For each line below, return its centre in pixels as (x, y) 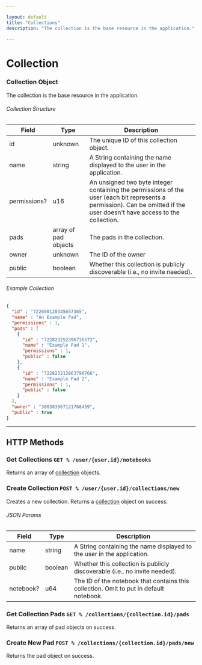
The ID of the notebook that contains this (132, 581)
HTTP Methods (35, 443)
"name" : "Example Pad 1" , (56, 345)
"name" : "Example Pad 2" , (56, 379)
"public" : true (32, 412)
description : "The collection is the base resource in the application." (101, 28)
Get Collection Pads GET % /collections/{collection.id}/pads (98, 614)
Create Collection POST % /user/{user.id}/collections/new (93, 488)
